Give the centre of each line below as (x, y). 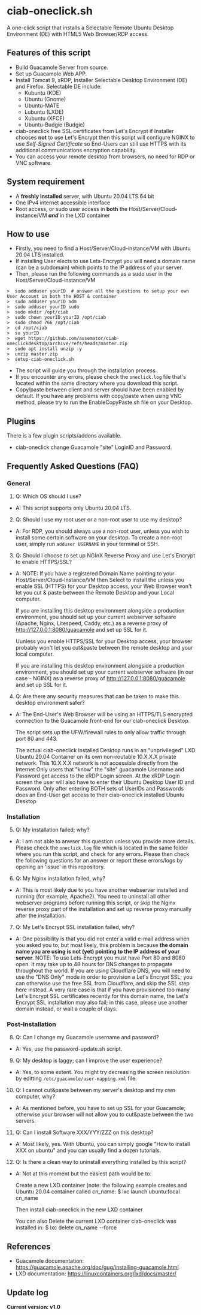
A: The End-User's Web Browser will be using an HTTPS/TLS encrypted (104, 714)
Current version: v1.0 (33, 1307)
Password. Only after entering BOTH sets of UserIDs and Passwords (100, 788)
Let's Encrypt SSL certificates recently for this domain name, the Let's (102, 996)
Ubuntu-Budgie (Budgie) (55, 125)
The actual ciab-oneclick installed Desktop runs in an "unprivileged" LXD (105, 750)
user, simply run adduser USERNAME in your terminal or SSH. (87, 544)
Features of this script (49, 53)
